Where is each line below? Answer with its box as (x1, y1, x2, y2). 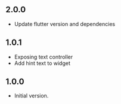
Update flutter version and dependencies (14, 20, 116, 27)
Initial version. (14, 92, 49, 99)
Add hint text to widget (14, 59, 71, 67)
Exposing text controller (14, 53, 73, 60)
